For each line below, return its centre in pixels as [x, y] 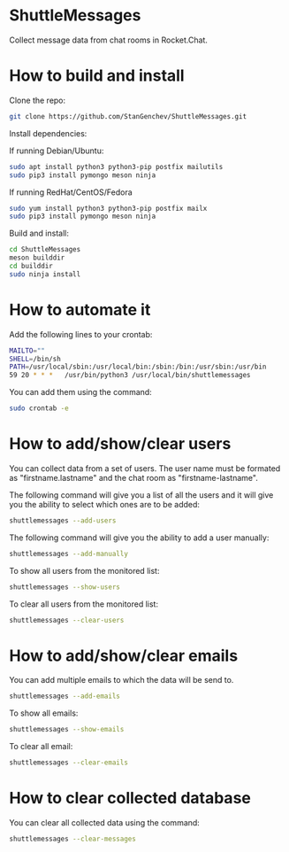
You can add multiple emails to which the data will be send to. [122, 680]
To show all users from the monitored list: [84, 570]
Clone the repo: [38, 100]
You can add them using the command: [80, 392]
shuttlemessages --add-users [63, 521]
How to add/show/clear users [120, 444]
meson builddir [37, 258]
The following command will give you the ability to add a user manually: [139, 538]
